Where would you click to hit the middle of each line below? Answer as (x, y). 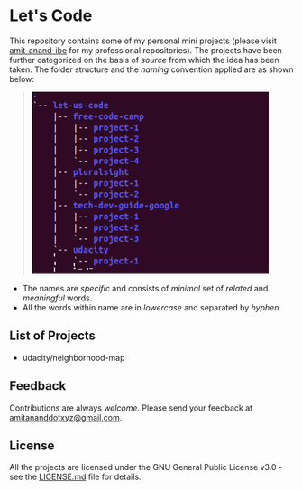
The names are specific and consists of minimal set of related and (145, 288)
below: (22, 79)
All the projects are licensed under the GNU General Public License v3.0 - (146, 467)
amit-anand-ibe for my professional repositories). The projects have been (146, 50)
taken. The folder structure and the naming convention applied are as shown (151, 69)
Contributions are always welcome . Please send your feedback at (131, 408)
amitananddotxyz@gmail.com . (66, 417)
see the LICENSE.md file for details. (75, 477)
